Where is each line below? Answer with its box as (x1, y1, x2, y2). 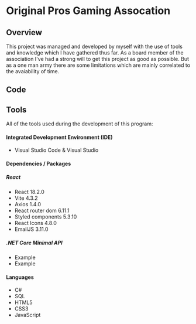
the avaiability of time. (6, 68, 60, 74)
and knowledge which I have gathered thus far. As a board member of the (6, 49, 184, 56)
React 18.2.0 (14, 188, 45, 195)
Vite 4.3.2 (14, 195, 38, 202)
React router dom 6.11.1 (14, 207, 70, 214)
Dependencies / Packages (6, 160, 71, 167)
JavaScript (14, 312, 41, 319)
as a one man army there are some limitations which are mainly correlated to (6, 62, 191, 69)
